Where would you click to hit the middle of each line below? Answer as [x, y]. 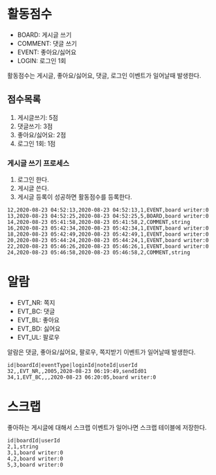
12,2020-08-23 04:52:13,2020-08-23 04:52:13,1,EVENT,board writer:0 [108, 210]
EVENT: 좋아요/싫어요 [47, 52]
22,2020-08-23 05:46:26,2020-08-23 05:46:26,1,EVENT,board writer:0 [108, 247]
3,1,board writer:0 [35, 452]
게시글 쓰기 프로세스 [38, 163]
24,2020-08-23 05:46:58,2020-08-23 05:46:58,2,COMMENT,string [99, 253]
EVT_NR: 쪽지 [36, 302]
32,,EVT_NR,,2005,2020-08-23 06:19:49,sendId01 [77, 371]
